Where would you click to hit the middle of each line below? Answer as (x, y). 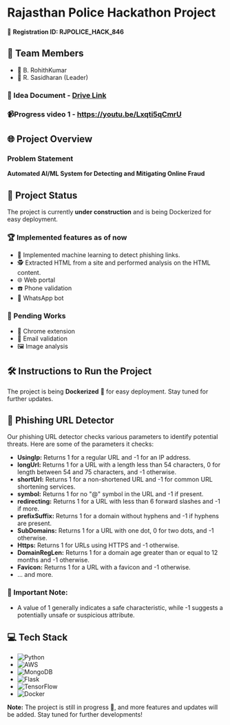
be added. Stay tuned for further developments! (75, 715)
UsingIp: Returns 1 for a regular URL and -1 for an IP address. (104, 458)
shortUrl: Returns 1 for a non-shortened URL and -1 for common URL (115, 480)
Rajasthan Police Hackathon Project (112, 13)
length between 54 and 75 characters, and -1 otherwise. (97, 472)
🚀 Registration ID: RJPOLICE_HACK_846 (65, 32)
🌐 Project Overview (50, 139)
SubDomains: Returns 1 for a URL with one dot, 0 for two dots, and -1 (116, 531)
